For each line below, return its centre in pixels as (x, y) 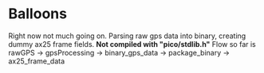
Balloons (38, 14)
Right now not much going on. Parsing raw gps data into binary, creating (127, 36)
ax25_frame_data (37, 61)
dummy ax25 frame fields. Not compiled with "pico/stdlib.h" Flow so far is (132, 44)
